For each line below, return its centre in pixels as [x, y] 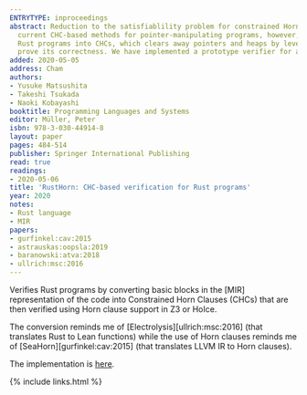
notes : [22, 205]
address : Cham [37, 69]
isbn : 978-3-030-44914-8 [57, 129]
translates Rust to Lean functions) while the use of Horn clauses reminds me [153, 337]
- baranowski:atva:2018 [55, 255]
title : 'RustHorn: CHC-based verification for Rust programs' [130, 188]
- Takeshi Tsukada [44, 94]
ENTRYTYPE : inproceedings [58, 18]
